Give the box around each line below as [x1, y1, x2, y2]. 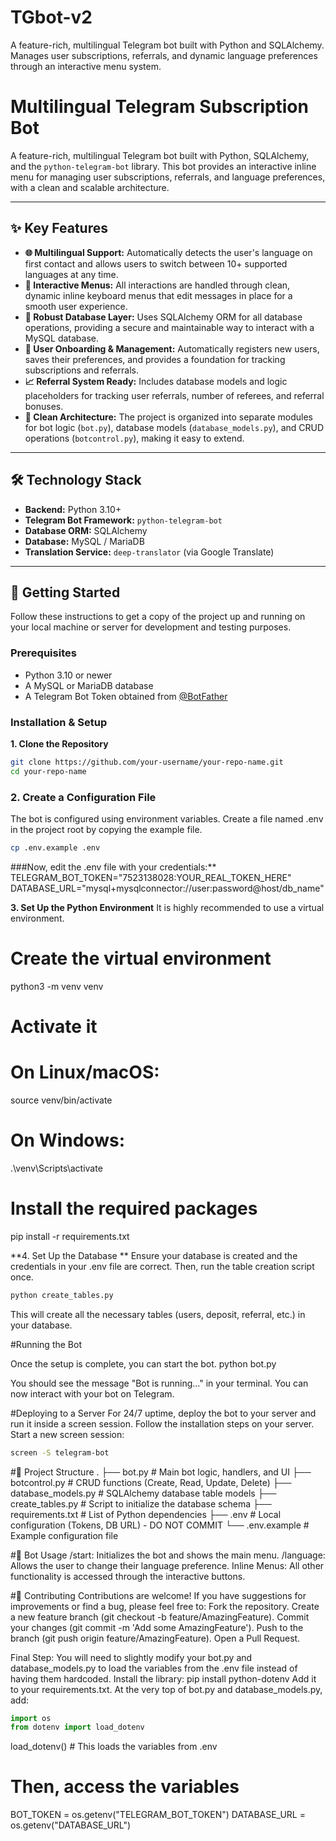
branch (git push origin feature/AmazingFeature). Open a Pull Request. [10, 1632, 301, 1644]
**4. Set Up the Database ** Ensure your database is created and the [10, 1249, 298, 1261]
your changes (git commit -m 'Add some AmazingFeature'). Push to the [10, 1621, 304, 1633]
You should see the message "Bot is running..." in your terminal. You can [10, 1377, 309, 1389]
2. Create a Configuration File [10, 790, 157, 804]
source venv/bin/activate [10, 1094, 113, 1106]
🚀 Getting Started [10, 584, 121, 601]
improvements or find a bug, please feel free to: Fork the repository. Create [10, 1600, 320, 1612]
